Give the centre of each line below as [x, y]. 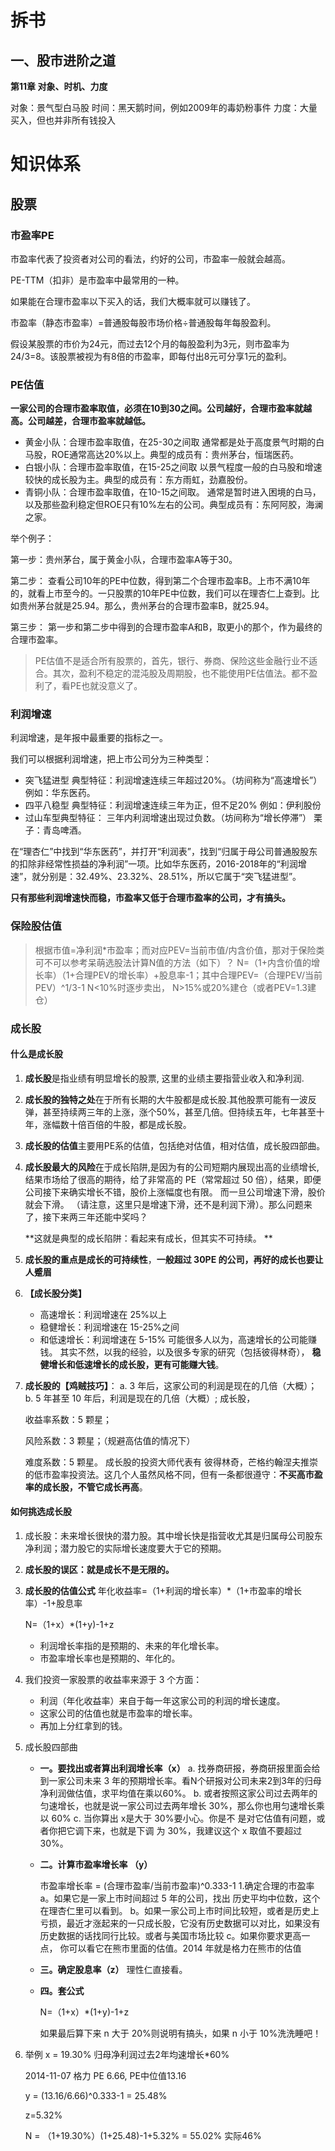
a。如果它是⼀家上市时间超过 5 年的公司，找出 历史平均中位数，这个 [180, 1898]
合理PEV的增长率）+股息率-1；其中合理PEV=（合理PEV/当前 [198, 975]
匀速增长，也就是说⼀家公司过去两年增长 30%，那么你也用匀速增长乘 [182, 1806]
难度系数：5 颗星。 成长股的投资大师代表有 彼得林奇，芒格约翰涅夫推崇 [171, 1462]
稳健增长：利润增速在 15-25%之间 [109, 1327]
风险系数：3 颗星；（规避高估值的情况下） [110, 1440]
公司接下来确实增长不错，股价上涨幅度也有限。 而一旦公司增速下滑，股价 [175, 1192]
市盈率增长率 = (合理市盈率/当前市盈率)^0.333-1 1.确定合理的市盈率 [177, 1886]
